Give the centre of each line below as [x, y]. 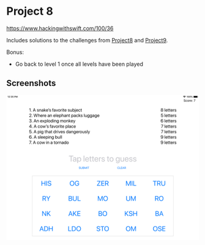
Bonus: [15, 52]
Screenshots [31, 83]
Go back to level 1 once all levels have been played [79, 64]
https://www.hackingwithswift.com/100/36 [60, 28]
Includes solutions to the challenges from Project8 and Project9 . [87, 40]
